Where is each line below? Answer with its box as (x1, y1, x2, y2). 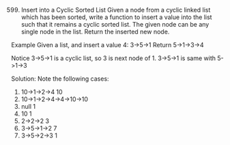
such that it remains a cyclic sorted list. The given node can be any (20, 21, 210, 28)
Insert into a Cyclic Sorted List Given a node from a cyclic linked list (20, 6, 211, 14)
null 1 (20, 103, 36, 110)
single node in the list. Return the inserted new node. (20, 27, 170, 36)
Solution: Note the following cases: (11, 75, 109, 83)
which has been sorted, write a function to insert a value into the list (20, 13, 212, 21)
